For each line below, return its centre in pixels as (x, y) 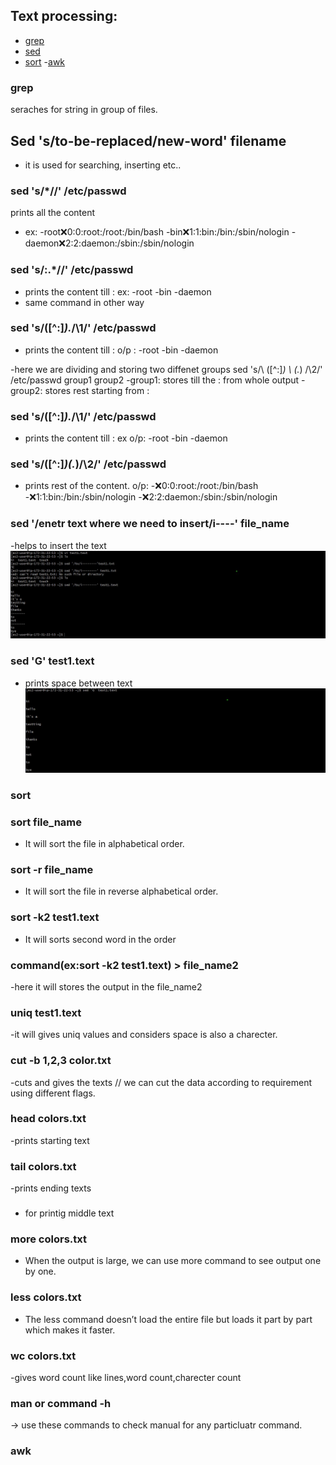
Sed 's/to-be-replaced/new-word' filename (148, 140)
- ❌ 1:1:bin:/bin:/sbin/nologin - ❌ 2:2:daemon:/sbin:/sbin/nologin (151, 497)
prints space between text (78, 683)
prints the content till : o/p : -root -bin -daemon (121, 350)
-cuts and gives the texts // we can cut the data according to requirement (161, 1082)
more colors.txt (48, 1239)
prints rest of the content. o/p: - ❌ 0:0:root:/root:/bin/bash (141, 486)
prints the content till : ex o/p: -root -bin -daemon (126, 438)
